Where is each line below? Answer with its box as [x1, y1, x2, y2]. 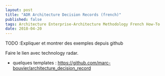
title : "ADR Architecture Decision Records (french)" [5, 12, 122, 17]
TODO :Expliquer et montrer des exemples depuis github [5, 40, 123, 46]
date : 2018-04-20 [5, 26, 42, 31]
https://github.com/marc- [57, 60, 111, 66]
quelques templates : [12, 60, 57, 66]
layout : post [5, 7, 33, 13]
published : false [5, 17, 42, 22]
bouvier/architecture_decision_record [12, 65, 91, 71]
